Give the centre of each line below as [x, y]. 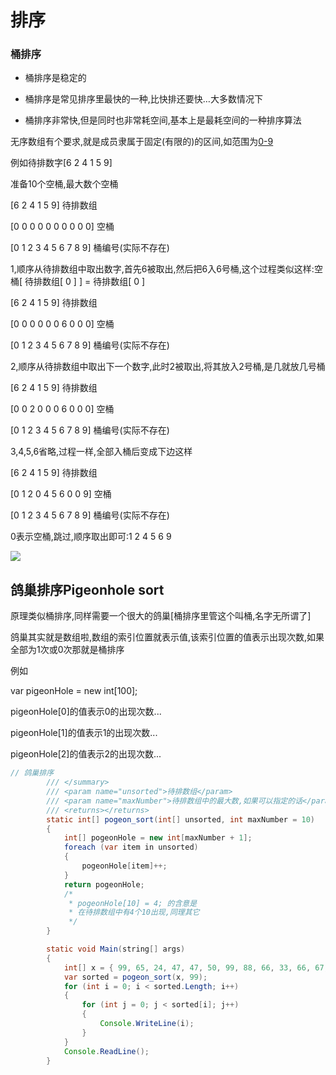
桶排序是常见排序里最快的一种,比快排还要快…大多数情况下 [143, 99]
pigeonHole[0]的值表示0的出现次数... [86, 712]
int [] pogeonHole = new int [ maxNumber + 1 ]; [158, 838]
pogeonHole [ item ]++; [124, 866]
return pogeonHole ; [104, 884]
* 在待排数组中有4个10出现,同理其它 [134, 912]
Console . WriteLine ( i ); [147, 1024]
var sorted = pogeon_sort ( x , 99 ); [135, 977]
